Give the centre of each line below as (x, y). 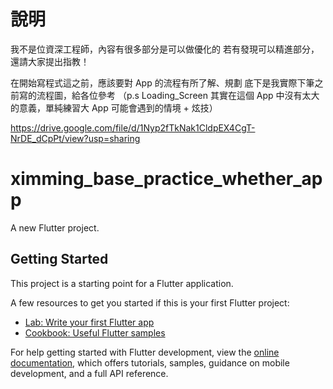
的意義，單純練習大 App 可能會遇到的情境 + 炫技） (114, 107)
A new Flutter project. (55, 227)
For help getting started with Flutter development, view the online (145, 352)
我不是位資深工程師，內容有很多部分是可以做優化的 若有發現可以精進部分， (165, 49)
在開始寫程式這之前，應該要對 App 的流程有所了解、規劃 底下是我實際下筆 (162, 82)
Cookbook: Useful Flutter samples (95, 332)
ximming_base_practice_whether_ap (166, 179)
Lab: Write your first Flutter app (89, 322)
